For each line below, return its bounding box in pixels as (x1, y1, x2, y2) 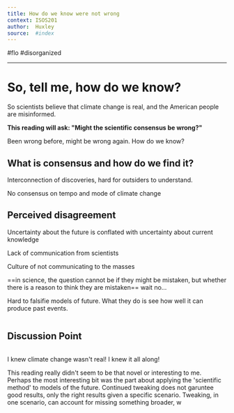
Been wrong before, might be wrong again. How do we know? (7, 137, 185, 146)
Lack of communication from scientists (7, 249, 119, 257)
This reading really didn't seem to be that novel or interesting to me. (7, 368, 202, 377)
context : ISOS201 (7, 17, 58, 24)
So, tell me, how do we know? (7, 79, 182, 95)
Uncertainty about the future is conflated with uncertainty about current (7, 228, 214, 236)
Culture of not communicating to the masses (7, 262, 135, 270)
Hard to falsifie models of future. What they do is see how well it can (7, 297, 203, 305)
